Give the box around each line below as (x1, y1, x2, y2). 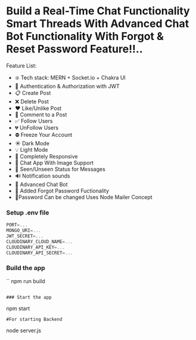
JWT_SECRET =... (6, 233, 44, 239)
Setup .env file (6, 208, 49, 216)
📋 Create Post (14, 89, 51, 96)
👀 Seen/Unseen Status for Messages (14, 166, 105, 173)
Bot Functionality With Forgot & (6, 30, 164, 43)
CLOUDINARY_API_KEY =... (6, 244, 66, 250)
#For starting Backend (6, 316, 63, 322)
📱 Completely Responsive (14, 152, 78, 160)
